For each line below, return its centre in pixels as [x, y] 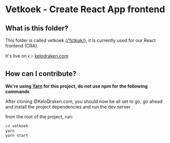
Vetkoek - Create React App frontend [85, 9]
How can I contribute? [41, 74]
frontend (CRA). [22, 46]
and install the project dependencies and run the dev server [68, 107]
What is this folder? [37, 28]
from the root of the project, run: [39, 117]
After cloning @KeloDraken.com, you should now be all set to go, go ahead [84, 101]
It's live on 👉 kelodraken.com [37, 56]
